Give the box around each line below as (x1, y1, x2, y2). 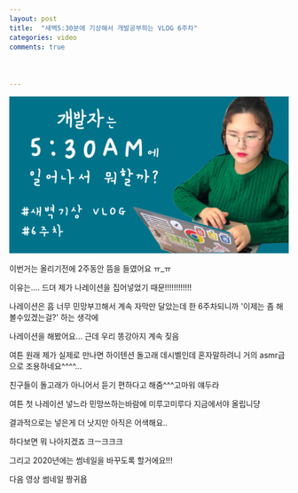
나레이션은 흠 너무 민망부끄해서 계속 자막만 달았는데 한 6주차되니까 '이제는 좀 (9, 301, 275, 312)
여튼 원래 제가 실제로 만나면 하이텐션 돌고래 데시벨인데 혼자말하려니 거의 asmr (9, 350, 278, 361)
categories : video (9, 33, 77, 42)
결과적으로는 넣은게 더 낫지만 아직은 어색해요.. (9, 418, 169, 428)
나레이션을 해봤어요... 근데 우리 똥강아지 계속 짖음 (9, 331, 180, 341)
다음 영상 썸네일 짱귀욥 (9, 474, 88, 485)
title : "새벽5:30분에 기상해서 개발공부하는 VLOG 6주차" (9, 23, 198, 33)
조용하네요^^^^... (25, 361, 82, 372)
